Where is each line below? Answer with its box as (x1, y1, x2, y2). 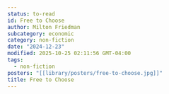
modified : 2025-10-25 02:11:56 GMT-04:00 (7, 50, 132, 57)
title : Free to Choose (7, 76, 74, 83)
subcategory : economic (7, 30, 74, 37)
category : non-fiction (7, 37, 74, 44)
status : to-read (7, 10, 55, 18)
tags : (7, 57, 23, 64)
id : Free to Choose (7, 17, 65, 24)
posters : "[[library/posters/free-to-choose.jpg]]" (7, 69, 163, 76)
